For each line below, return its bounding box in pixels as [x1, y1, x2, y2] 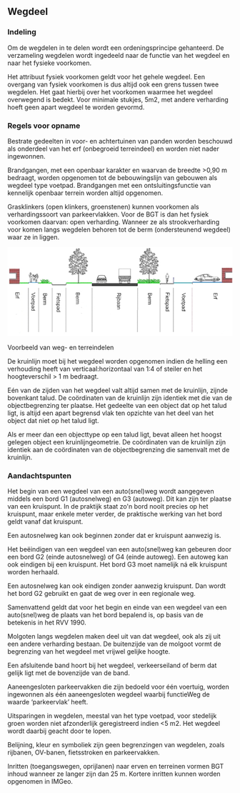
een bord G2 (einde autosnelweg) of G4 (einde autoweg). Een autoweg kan [7, 553, 229, 561]
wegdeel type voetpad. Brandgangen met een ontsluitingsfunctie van [7, 181, 211, 189]
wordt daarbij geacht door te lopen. [7, 727, 112, 735]
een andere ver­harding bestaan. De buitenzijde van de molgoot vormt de [7, 639, 221, 648]
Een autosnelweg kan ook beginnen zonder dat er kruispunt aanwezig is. [7, 532, 221, 539]
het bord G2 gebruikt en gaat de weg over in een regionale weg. [7, 589, 196, 597]
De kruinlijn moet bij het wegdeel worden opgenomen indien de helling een [7, 356, 228, 365]
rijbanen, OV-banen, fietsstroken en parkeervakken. [7, 748, 160, 757]
